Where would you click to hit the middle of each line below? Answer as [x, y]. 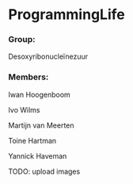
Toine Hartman [32, 140]
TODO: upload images [44, 171]
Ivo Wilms [24, 109]
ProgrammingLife [66, 15]
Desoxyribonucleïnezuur [48, 56]
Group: [22, 40]
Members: [28, 77]
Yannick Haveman [38, 155]
